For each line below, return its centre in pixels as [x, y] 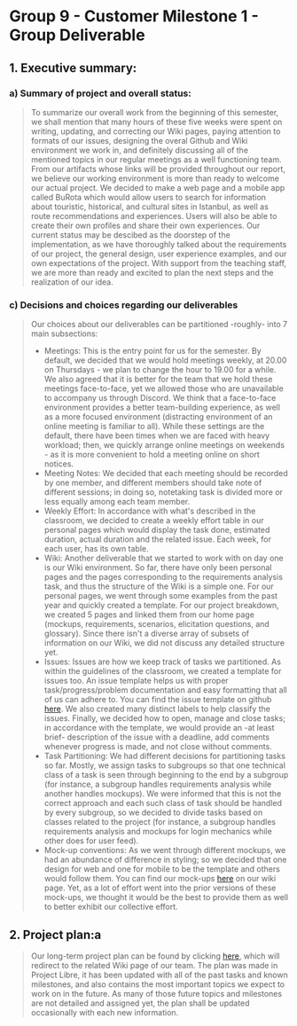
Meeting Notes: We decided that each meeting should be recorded [166, 474]
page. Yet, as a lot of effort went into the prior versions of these [160, 888]
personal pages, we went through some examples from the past [160, 596]
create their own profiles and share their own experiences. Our [145, 225]
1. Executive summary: [73, 68]
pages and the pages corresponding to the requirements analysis [164, 577]
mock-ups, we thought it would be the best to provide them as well [166, 897]
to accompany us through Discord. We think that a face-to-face [160, 398]
